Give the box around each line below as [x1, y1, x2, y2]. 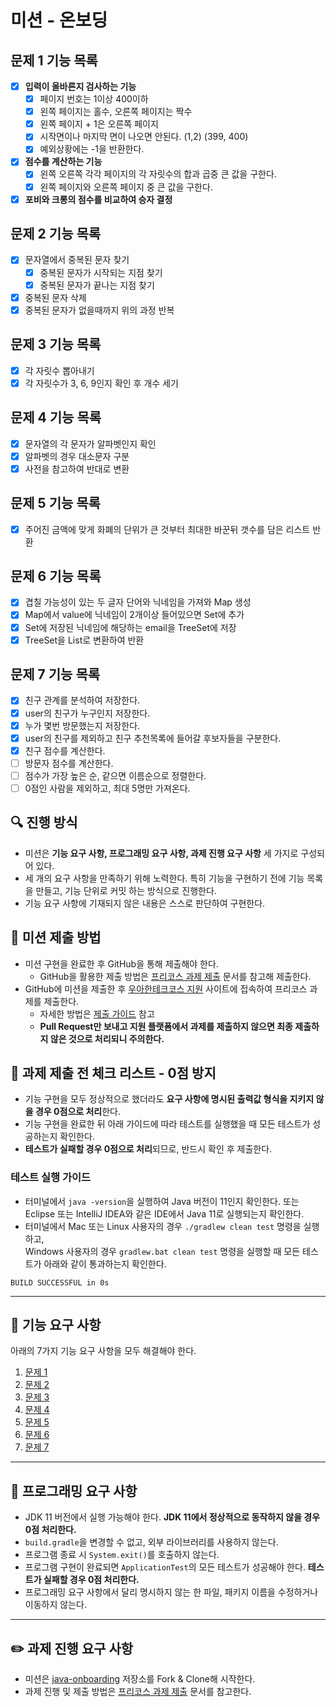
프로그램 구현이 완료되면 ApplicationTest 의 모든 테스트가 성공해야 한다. [24, 1561, 306, 1573]
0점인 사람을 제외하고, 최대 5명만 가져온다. [24, 782, 191, 794]
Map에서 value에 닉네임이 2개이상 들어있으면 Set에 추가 [24, 609, 245, 621]
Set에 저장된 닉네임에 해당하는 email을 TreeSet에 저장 [24, 621, 237, 633]
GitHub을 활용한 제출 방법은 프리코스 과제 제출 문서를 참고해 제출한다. [39, 970, 312, 982]
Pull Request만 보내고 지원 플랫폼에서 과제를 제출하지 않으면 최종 [39, 1020, 293, 1032]
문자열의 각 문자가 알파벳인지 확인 [24, 437, 157, 450]
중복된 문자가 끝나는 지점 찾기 [39, 279, 155, 291]
